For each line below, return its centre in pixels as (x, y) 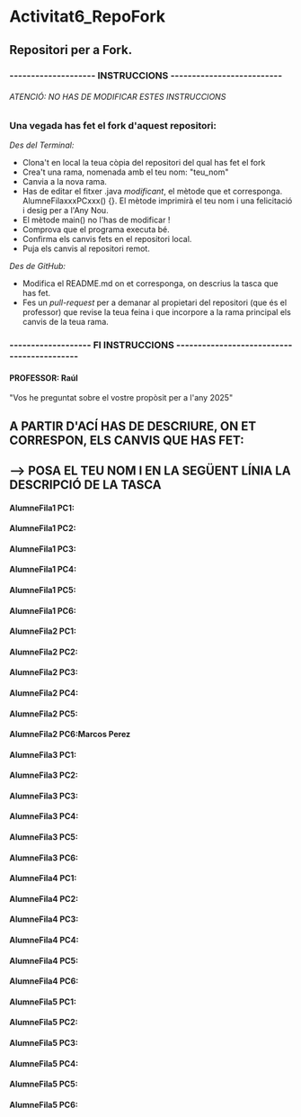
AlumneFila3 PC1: (43, 754)
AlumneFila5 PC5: (44, 1084)
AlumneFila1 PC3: (43, 549)
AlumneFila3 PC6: (44, 858)
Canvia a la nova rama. (65, 182)
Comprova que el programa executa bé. (96, 230)
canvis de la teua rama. (66, 322)
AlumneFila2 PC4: (44, 693)
